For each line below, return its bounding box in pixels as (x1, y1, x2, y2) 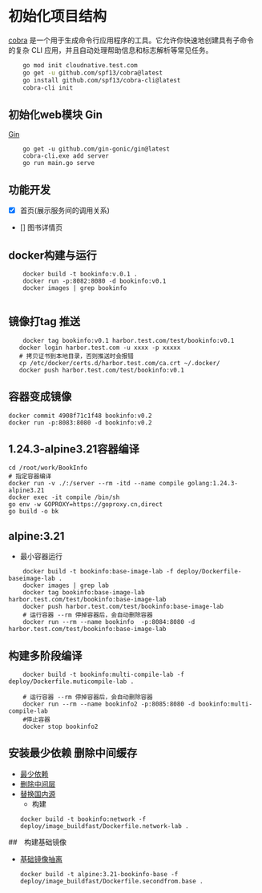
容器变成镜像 (8, 390, 72, 404)
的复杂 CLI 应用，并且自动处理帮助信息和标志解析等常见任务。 (8, 45, 213, 54)
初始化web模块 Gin (8, 107, 103, 121)
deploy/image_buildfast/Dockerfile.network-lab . (19, 822, 190, 830)
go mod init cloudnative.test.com (22, 61, 138, 69)
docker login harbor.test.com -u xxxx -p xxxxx (18, 344, 181, 352)
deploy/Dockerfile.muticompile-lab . (8, 678, 135, 686)
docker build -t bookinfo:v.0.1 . (22, 270, 138, 278)
